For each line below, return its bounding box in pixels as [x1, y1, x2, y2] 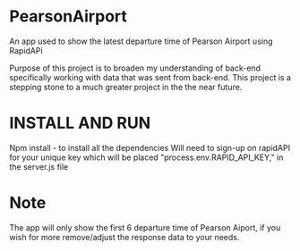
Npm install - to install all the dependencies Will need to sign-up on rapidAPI [9, 142, 291, 153]
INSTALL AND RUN [9, 113, 151, 133]
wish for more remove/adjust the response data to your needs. [9, 231, 240, 242]
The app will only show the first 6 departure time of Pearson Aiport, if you [9, 222, 281, 233]
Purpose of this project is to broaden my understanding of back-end [9, 63, 261, 73]
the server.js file [9, 161, 69, 172]
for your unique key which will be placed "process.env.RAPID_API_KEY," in [9, 152, 284, 163]
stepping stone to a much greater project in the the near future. [9, 81, 243, 92]
